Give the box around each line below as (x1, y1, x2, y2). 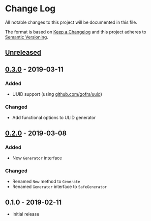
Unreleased (5, 48, 42, 57)
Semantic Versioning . (5, 34, 48, 40)
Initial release (12, 211, 39, 217)
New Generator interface (12, 155, 62, 161)
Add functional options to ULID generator (12, 114, 96, 121)
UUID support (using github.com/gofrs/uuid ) (12, 91, 102, 97)
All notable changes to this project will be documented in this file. (5, 19, 138, 25)
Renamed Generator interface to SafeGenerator (12, 184, 107, 190)
